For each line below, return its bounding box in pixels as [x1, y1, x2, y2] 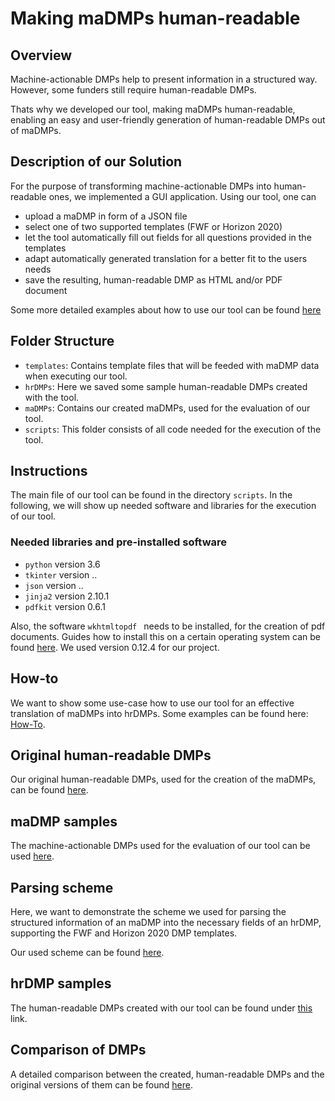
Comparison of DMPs [10, 1042, 147, 1059]
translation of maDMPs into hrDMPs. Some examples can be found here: [10, 707, 309, 719]
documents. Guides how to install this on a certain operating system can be [10, 630, 321, 642]
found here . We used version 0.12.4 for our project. [10, 641, 220, 653]
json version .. [24, 579, 84, 591]
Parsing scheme [10, 879, 114, 896]
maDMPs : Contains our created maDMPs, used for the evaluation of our [24, 402, 311, 414]
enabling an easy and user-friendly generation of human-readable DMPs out [10, 114, 326, 126]
